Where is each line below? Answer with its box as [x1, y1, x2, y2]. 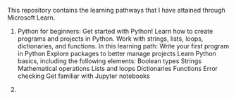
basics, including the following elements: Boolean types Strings [17, 57, 202, 65]
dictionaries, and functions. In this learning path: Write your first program [17, 42, 230, 50]
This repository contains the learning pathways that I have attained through [7, 6, 225, 14]
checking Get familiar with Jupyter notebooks [17, 72, 150, 80]
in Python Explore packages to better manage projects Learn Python [17, 49, 217, 58]
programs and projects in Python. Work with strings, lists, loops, [17, 34, 204, 43]
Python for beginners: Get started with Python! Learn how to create [17, 27, 213, 35]
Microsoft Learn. [7, 13, 56, 22]
